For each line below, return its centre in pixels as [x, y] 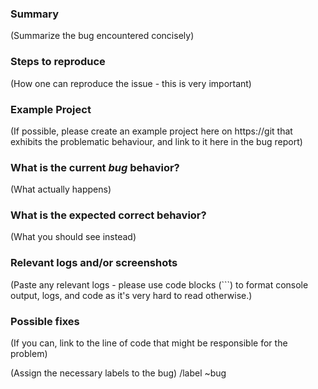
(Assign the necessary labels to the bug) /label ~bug [118, 373]
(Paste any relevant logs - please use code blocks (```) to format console [159, 284]
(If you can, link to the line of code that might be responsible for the [149, 343]
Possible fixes [45, 321]
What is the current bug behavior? [95, 167]
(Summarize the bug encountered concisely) [102, 36]
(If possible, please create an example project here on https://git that [151, 131]
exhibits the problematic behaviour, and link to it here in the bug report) [156, 141]
